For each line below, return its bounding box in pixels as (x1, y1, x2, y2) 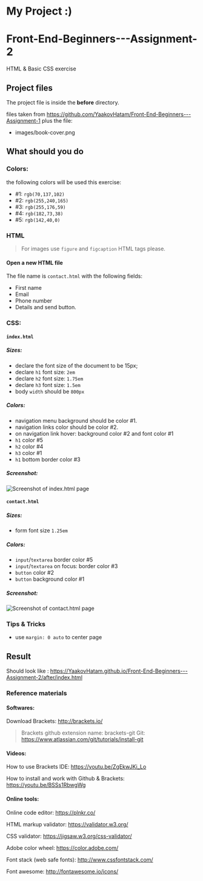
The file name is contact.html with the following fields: (6, 272, 142, 280)
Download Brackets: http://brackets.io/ (6, 718, 103, 725)
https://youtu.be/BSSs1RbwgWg (6, 781, 86, 789)
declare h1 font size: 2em (15, 368, 76, 375)
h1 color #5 (15, 436, 44, 444)
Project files (6, 83, 53, 93)
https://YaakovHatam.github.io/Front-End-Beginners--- (50, 667, 188, 675)
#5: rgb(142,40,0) (15, 216, 61, 223)
